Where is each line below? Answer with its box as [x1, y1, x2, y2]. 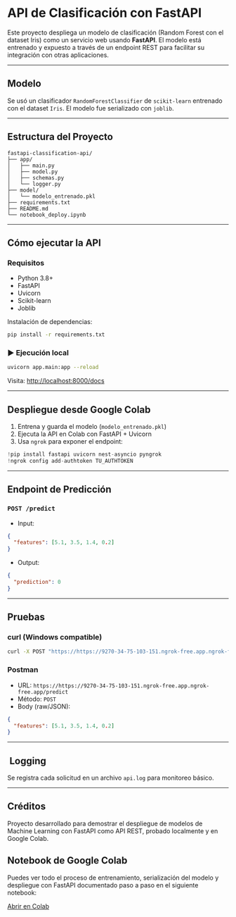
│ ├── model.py [7, 168, 58, 175]
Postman [7, 665, 39, 675]
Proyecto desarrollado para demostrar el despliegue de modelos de [7, 819, 203, 828]
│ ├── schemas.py [7, 174, 65, 181]
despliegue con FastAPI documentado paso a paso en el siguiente [7, 880, 199, 889]
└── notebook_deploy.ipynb [7, 211, 86, 218]
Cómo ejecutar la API [7, 237, 102, 249]
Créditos [7, 801, 46, 813]
